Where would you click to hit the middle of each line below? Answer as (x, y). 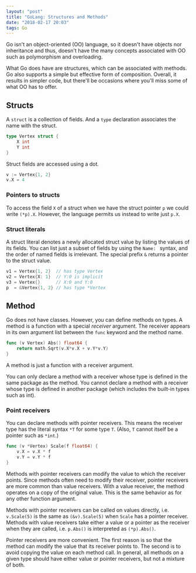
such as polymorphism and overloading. (54, 57)
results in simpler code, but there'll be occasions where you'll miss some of (97, 81)
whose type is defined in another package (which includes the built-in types (98, 389)
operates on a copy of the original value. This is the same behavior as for (94, 492)
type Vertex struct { (32, 136)
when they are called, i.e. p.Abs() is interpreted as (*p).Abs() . (81, 529)
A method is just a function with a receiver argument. (70, 365)
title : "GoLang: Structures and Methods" (57, 17)
